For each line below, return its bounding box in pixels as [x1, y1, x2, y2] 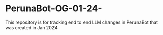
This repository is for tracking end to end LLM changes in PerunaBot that [5, 19, 158, 25]
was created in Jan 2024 [5, 24, 58, 30]
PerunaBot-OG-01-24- [5, 3, 103, 14]
